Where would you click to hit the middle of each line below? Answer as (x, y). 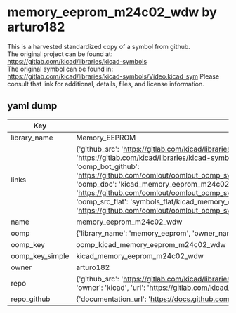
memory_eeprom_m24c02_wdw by (112, 12)
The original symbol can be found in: (60, 69)
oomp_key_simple (40, 255)
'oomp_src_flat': (102, 201)
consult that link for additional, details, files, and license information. (106, 84)
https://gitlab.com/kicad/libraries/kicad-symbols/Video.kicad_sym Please (113, 76)
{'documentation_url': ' (113, 299)
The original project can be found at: (60, 54)
